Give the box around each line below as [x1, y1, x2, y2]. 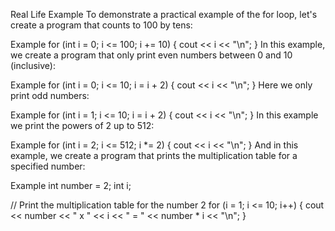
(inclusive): [10, 60, 56, 71]
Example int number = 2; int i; [10, 180, 132, 191]
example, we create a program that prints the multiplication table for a [10, 150, 298, 161]
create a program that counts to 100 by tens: [10, 19, 193, 31]
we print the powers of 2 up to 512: [10, 120, 155, 131]
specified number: [10, 160, 86, 172]
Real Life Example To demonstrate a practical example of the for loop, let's [10, 9, 318, 20]
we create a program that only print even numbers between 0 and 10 [10, 49, 293, 61]
